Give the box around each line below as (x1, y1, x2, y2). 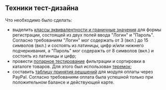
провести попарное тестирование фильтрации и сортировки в (12, 58, 145, 64)
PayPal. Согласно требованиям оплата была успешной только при (12, 74, 154, 80)
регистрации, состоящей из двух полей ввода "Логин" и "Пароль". (12, 32, 155, 38)
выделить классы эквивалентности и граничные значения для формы (12, 27, 162, 33)
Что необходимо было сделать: (5, 17, 72, 23)
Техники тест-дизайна (5, 4, 79, 12)
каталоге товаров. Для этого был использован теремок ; (12, 63, 132, 69)
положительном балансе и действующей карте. (12, 79, 115, 85)
